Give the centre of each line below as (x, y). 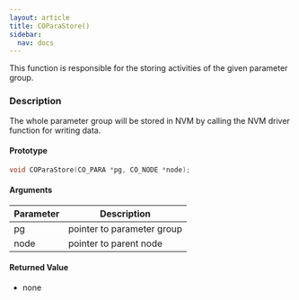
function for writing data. (55, 130)
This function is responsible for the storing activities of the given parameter (149, 68)
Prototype (28, 151)
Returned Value (39, 268)
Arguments (31, 190)
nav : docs (35, 43)
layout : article (40, 18)
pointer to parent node (115, 243)
